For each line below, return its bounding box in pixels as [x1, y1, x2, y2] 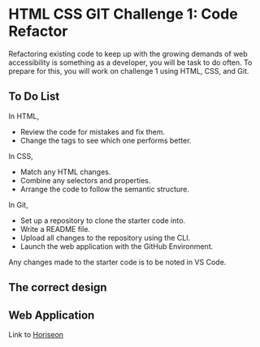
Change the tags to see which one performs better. [19, 135, 192, 145]
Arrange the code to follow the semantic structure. [19, 184, 189, 194]
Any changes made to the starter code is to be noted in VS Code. [8, 257, 227, 267]
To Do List [8, 90, 60, 104]
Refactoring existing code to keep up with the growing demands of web [8, 49, 248, 58]
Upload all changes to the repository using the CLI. [19, 233, 191, 242]
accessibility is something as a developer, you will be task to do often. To [8, 58, 253, 67]
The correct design [8, 281, 107, 294]
